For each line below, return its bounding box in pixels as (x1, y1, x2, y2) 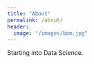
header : (7, 23, 30, 30)
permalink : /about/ (7, 17, 64, 24)
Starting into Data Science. (7, 49, 84, 57)
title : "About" (7, 10, 51, 17)
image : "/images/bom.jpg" (13, 29, 88, 37)
